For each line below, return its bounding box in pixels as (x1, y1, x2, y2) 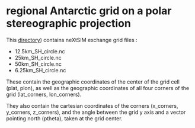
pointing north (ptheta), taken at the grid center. (6, 114, 123, 122)
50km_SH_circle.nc (14, 60, 62, 68)
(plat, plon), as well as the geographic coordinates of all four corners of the (6, 84, 190, 91)
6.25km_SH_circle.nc (14, 66, 66, 73)
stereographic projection (6, 17, 132, 30)
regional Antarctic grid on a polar (6, 4, 172, 18)
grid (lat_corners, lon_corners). (6, 91, 82, 98)
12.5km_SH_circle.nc (14, 47, 65, 55)
